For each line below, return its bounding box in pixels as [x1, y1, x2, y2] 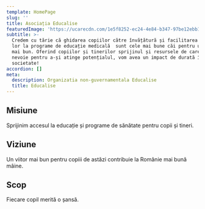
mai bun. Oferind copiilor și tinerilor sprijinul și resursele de [12, 49, 187, 55]
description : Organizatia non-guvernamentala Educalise [12, 77, 157, 83]
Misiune [6, 105, 38, 116]
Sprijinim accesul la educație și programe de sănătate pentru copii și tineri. [6, 122, 194, 129]
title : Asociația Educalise [6, 20, 78, 26]
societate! [12, 60, 40, 66]
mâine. [6, 162, 23, 169]
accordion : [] [6, 65, 43, 72]
